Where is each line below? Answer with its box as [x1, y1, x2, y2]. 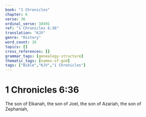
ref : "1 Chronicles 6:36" [5, 26, 59, 31]
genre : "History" [5, 35, 41, 40]
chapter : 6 [5, 12, 28, 17]
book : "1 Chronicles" [5, 7, 50, 12]
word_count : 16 [5, 40, 37, 45]
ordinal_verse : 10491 [5, 21, 50, 26]
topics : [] [5, 44, 28, 49]
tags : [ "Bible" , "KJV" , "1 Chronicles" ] [5, 63, 86, 68]
